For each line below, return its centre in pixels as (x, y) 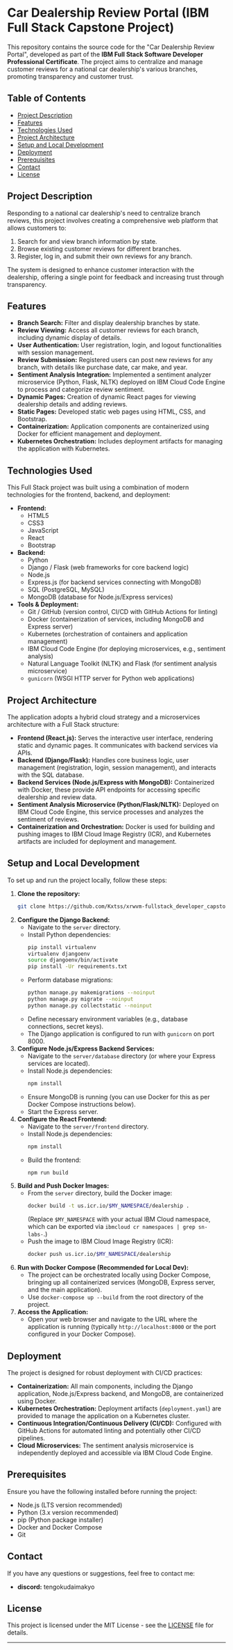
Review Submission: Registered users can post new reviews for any (115, 360)
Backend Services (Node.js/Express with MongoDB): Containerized (116, 782)
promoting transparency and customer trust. (70, 76)
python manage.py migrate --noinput (80, 999)
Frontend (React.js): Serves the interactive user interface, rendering (115, 738)
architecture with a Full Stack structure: (63, 724)
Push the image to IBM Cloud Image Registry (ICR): (100, 1241)
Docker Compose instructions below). (82, 1104)
